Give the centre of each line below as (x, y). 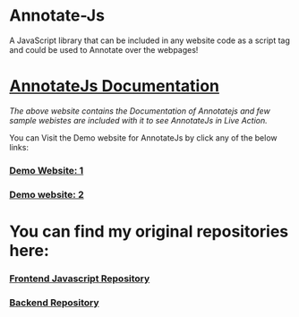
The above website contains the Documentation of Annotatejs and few (140, 111)
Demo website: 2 (47, 194)
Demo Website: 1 (47, 170)
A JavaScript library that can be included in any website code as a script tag (150, 40)
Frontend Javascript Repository (80, 278)
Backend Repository (55, 303)
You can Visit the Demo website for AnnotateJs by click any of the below (143, 137)
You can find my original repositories (149, 231)
